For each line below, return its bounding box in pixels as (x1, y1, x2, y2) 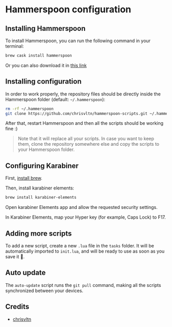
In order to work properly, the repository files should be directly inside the (5, 91, 161, 97)
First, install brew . (5, 175, 42, 181)
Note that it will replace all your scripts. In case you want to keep (17, 136, 155, 142)
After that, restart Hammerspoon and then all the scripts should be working (5, 120, 164, 126)
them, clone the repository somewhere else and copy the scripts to (17, 141, 160, 147)
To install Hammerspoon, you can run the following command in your (5, 37, 151, 44)
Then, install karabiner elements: (5, 185, 74, 191)
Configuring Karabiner (5, 161, 79, 170)
